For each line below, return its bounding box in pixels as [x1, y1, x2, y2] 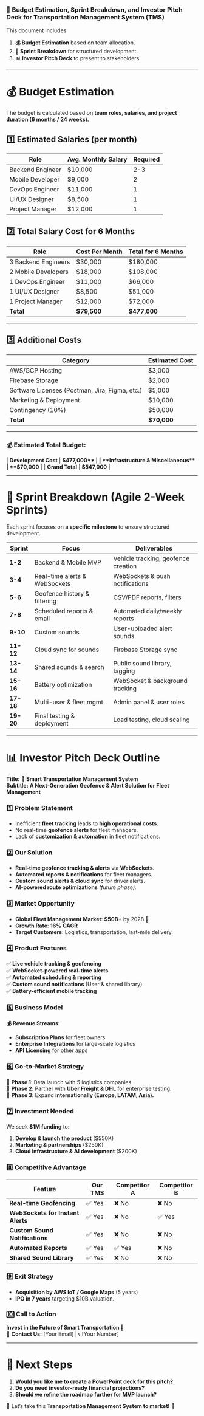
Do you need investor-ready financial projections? [15, 1384, 145, 1391]
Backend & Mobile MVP [34, 558, 101, 566]
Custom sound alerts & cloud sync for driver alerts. [15, 878, 146, 885]
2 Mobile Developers [9, 267, 69, 276]
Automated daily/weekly [113, 607, 182, 615]
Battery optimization [34, 680, 92, 689]
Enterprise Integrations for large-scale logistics [15, 1040, 135, 1048]
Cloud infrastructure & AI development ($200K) [15, 1147, 138, 1155]
